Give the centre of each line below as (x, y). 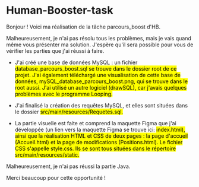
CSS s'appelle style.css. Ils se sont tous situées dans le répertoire (95, 148)
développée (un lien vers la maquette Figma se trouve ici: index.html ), (100, 129)
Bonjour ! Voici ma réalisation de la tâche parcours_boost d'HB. (83, 27)
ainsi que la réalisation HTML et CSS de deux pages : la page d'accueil (101, 136)
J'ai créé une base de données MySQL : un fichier (76, 62)
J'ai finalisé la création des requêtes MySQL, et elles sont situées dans (101, 105)
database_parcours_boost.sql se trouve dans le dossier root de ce (96, 68)
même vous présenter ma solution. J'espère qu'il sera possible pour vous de (100, 45)
